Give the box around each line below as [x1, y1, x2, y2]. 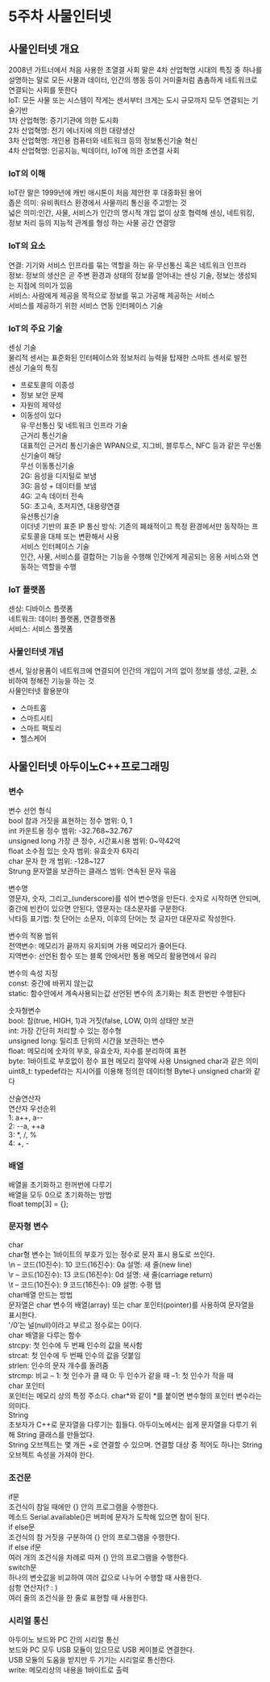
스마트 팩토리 [19, 724, 62, 734]
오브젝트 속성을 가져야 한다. [8, 1449, 95, 1459]
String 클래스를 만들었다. [16, 1429, 95, 1439]
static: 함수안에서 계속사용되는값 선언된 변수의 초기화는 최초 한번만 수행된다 [8, 989, 246, 999]
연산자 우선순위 [8, 1104, 56, 1113]
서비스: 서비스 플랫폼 [8, 624, 73, 634]
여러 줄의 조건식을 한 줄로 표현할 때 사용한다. [8, 1593, 148, 1603]
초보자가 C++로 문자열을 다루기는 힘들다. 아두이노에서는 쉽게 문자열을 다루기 [8, 1419, 249, 1429]
